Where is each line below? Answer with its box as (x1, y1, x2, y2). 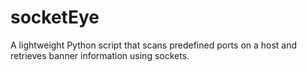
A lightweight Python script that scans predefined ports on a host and (10, 39, 298, 51)
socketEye (10, 6, 100, 29)
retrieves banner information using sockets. (10, 49, 190, 61)
